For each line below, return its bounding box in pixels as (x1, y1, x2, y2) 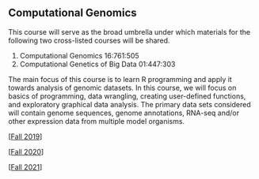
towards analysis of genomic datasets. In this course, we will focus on (8, 83, 237, 92)
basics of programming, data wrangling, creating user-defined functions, (8, 91, 246, 101)
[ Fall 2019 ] (8, 132, 43, 141)
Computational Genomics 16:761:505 (19, 50, 140, 60)
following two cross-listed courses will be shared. (8, 35, 170, 45)
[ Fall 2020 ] (8, 147, 44, 156)
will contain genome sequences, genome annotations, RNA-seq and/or (8, 108, 240, 117)
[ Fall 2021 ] (8, 162, 43, 172)
